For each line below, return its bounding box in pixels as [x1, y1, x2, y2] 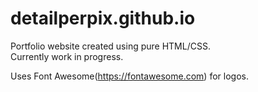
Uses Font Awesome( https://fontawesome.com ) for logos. [10, 70, 249, 82]
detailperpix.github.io [10, 7, 196, 30]
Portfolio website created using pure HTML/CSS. [10, 40, 211, 52]
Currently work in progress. [10, 50, 124, 62]
